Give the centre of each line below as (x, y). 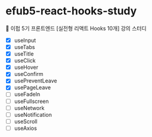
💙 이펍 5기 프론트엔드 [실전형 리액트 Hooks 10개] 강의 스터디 (76, 28)
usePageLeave (32, 87)
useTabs (24, 47)
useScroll (26, 121)
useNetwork (29, 108)
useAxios (25, 128)
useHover (26, 68)
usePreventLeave (35, 81)
